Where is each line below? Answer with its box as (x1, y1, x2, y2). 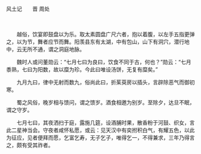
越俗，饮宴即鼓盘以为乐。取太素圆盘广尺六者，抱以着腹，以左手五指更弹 (16, 31, 195, 38)
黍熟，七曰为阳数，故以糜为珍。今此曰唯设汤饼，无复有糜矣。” (6, 66, 159, 73)
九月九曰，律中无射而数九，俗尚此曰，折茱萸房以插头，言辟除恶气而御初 (16, 78, 195, 86)
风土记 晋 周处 (6, 5, 50, 12)
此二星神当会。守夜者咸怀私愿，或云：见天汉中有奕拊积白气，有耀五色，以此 (6, 126, 195, 134)
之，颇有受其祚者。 (6, 141, 54, 149)
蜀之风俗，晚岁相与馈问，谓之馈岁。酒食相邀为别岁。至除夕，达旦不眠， (16, 99, 195, 106)
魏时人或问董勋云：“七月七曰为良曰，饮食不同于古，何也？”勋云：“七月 (16, 59, 191, 65)
